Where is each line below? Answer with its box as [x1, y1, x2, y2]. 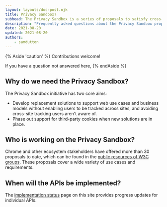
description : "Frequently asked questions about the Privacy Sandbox [5, 21, 153, 26]
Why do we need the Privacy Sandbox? [5, 77, 129, 86]
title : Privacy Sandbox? [5, 12, 57, 17]
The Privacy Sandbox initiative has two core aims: [5, 90, 107, 96]
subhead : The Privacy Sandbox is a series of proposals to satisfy [5, 16, 148, 21]
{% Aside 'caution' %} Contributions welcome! [5, 53, 101, 59]
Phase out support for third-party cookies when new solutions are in [12, 116, 153, 122]
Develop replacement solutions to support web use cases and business [12, 100, 159, 106]
